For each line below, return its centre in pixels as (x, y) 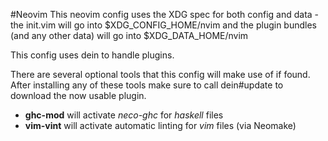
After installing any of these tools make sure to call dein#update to (147, 85)
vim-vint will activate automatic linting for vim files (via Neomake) (160, 125)
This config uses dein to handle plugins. (92, 55)
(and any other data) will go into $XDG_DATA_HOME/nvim (129, 35)
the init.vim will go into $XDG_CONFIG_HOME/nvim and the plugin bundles (163, 25)
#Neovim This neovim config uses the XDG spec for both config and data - (165, 14)
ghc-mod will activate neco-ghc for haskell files (124, 115)
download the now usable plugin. (78, 95)
